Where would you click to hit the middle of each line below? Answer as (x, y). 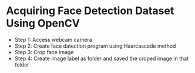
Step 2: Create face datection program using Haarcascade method (95, 46)
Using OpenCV (43, 23)
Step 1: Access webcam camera (53, 39)
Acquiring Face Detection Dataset (90, 11)
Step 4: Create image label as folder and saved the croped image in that (102, 58)
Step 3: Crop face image (44, 52)
